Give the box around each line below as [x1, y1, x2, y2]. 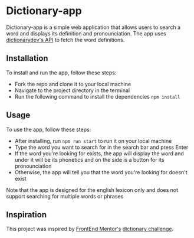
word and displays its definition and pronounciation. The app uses [6, 30, 166, 37]
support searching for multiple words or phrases [6, 193, 124, 200]
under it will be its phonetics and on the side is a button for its [14, 156, 165, 163]
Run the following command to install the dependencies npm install [14, 93, 180, 100]
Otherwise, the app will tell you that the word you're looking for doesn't [14, 168, 188, 175]
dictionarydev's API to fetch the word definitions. [6, 36, 125, 43]
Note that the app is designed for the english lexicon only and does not [6, 186, 179, 193]
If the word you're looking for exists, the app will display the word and [14, 149, 184, 157]
